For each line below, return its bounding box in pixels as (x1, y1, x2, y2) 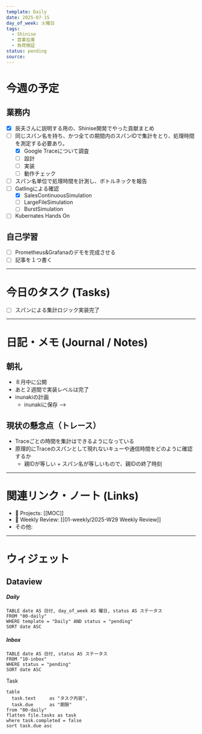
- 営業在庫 (11, 37, 35, 43)
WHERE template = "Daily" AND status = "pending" (6, 618, 133, 624)
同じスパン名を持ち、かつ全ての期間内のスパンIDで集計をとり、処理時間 (14, 132, 195, 139)
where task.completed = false (6, 718, 82, 724)
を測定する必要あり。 (14, 139, 68, 147)
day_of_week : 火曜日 (6, 20, 55, 26)
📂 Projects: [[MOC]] (14, 510, 64, 517)
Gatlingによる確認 (14, 185, 59, 192)
